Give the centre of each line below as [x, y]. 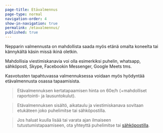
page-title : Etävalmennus [31, 10]
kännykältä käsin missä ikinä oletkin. [41, 52]
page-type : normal [24, 14]
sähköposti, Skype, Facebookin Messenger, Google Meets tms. [68, 66]
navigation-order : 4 [26, 19]
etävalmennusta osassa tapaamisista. [43, 81]
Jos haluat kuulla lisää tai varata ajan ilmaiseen [64, 120]
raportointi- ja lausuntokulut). [46, 96]
